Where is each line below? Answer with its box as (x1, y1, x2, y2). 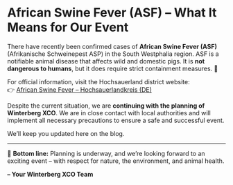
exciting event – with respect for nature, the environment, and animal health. (7, 157, 225, 165)
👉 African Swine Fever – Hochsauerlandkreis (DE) (7, 85, 153, 94)
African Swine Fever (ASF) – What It (7, 5, 217, 21)
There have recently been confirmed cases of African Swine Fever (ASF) (7, 42, 217, 50)
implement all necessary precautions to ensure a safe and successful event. (7, 116, 225, 124)
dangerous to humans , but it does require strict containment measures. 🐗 (7, 64, 218, 72)
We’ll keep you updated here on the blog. (7, 129, 125, 137)
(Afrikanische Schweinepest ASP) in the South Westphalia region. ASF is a (7, 50, 220, 58)
